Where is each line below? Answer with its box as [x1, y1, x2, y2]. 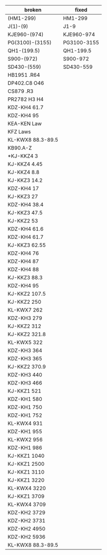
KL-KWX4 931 [7, 420, 43, 427]
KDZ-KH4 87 [7, 258, 39, 265]
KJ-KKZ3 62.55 [7, 242, 46, 248]
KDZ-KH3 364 [7, 347, 42, 354]
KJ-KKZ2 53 [7, 217, 38, 224]
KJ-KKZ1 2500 [7, 461, 45, 467]
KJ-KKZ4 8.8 [7, 169, 40, 176]
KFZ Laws [7, 128, 31, 135]
